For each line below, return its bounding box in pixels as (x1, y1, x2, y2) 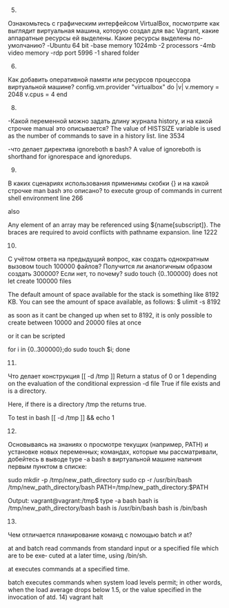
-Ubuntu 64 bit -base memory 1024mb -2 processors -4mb (46, 42, 216, 49)
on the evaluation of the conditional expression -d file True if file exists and (8, 380, 221, 387)
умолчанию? (8, 42, 46, 49)
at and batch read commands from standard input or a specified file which (8, 544, 219, 552)
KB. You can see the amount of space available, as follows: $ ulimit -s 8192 (8, 297, 221, 306)
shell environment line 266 (8, 194, 83, 202)
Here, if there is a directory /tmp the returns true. (8, 400, 147, 408)
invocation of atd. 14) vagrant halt (8, 593, 103, 601)
